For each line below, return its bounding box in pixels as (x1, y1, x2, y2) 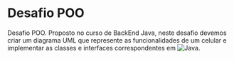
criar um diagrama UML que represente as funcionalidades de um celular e (7, 36, 227, 44)
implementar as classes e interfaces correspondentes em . (7, 43, 201, 52)
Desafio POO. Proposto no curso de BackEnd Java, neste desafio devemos (7, 28, 227, 37)
